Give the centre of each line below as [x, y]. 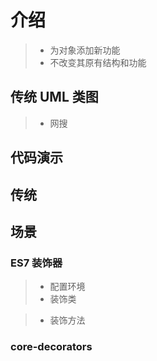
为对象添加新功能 [85, 50]
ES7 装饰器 [36, 263]
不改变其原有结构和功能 [98, 62]
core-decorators [51, 347]
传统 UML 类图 [54, 97]
